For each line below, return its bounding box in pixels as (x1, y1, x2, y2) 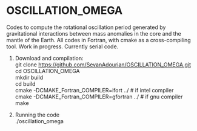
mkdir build (15, 74, 44, 81)
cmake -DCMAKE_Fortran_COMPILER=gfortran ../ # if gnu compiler (15, 93, 183, 100)
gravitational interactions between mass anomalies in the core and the (6, 30, 182, 37)
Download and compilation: (15, 54, 84, 62)
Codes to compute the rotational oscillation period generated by (6, 24, 166, 31)
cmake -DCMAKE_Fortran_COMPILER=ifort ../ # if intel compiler (15, 86, 174, 94)
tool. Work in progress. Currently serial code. (6, 43, 119, 50)
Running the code (15, 111, 59, 118)
